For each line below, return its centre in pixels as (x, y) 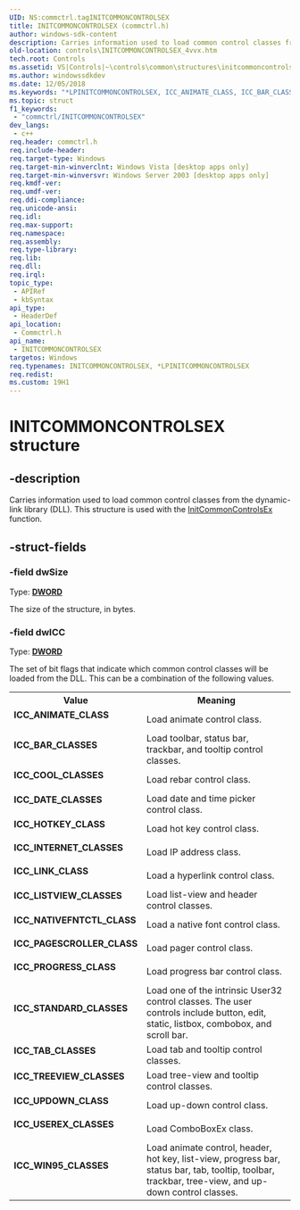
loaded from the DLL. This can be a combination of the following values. (142, 678)
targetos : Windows (43, 358)
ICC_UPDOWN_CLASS (61, 1101)
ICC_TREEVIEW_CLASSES (69, 1076)
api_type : (28, 308)
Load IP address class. (193, 852)
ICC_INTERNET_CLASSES (68, 848)
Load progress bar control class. (214, 972)
